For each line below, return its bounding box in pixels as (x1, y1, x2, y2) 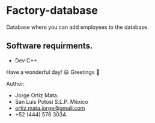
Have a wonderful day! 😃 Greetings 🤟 (6, 68, 100, 76)
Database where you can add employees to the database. (6, 23, 149, 31)
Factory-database (6, 4, 98, 17)
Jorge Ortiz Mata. (14, 91, 59, 99)
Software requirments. (6, 41, 93, 51)
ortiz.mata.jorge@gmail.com (14, 104, 85, 112)
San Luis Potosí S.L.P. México (14, 98, 88, 105)
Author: (6, 80, 25, 87)
